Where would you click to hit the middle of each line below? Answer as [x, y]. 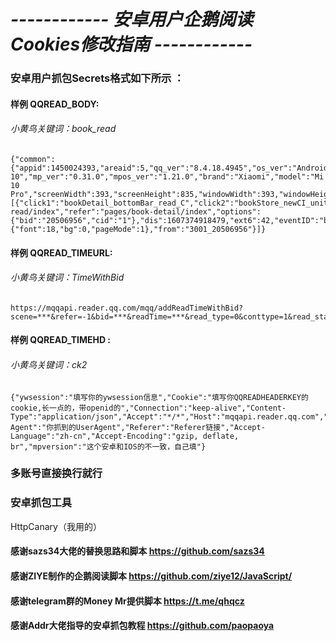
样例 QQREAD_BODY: [55, 104]
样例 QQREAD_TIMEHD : [61, 340]
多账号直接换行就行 [56, 473]
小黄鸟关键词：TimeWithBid [67, 277]
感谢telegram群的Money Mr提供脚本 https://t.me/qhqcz [127, 601]
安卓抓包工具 [41, 503]
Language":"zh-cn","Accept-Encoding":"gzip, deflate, [125, 436]
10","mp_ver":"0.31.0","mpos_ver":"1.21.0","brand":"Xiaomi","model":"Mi [167, 176]
